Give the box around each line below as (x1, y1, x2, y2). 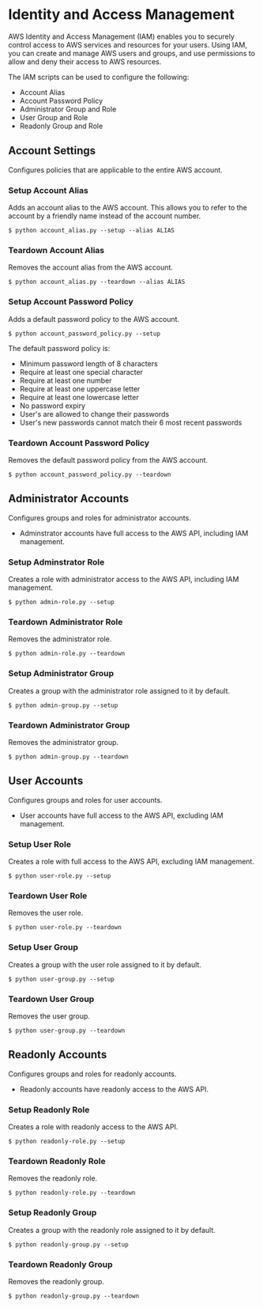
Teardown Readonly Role (8, 1155, 106, 1166)
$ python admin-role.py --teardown (8, 650, 126, 658)
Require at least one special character (19, 367, 144, 376)
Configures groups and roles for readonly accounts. (8, 1069, 177, 1079)
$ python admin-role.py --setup (8, 599, 115, 607)
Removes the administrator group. (8, 737, 119, 747)
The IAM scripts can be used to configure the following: (8, 72, 190, 81)
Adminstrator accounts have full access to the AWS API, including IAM (19, 528, 249, 538)
